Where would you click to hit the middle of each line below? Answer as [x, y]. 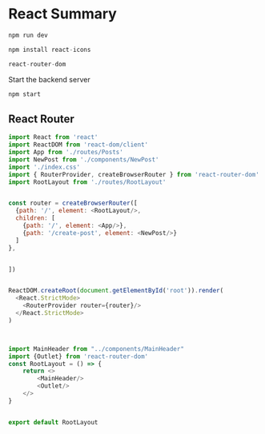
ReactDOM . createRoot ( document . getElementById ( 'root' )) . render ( [116, 291]
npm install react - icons [50, 50]
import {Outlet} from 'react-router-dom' [78, 356]
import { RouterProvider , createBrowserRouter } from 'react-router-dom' [134, 174]
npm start [25, 94]
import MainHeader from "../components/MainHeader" [96, 348]
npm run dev [28, 35]
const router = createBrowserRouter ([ [73, 203]
